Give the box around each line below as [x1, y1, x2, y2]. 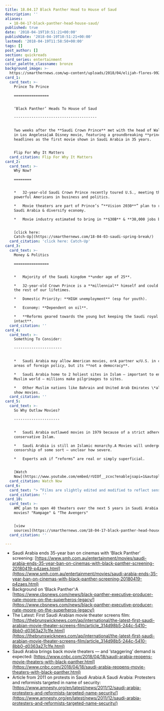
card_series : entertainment [5, 57, 62, 62]
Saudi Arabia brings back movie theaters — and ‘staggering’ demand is [12, 649, 155, 654]
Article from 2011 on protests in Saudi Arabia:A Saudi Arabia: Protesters [12, 674, 156, 680]
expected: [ [12, 654, 36, 660]
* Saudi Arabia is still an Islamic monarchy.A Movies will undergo [14, 443, 161, 448]
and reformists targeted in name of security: [12, 680, 101, 686]
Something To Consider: [14, 337, 62, 342]
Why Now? [14, 168, 32, 173]
